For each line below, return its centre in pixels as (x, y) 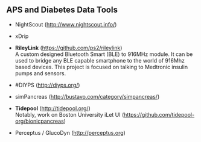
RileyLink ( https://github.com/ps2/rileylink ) (69, 48)
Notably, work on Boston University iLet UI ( (69, 114)
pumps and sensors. (40, 73)
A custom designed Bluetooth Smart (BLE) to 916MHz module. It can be (104, 54)
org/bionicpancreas (40, 121)
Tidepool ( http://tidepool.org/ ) (53, 108)
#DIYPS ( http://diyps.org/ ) (47, 85)
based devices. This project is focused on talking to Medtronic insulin (101, 67)
